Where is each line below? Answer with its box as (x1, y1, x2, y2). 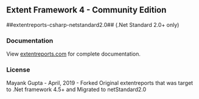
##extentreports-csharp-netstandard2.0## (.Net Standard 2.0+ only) (6, 21, 180, 28)
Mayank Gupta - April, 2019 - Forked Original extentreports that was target (6, 79, 194, 87)
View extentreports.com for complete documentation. (6, 50, 141, 57)
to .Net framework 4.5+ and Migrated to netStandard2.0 (6, 86, 147, 94)
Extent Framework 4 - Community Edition (6, 5, 167, 15)
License (6, 65, 30, 74)
